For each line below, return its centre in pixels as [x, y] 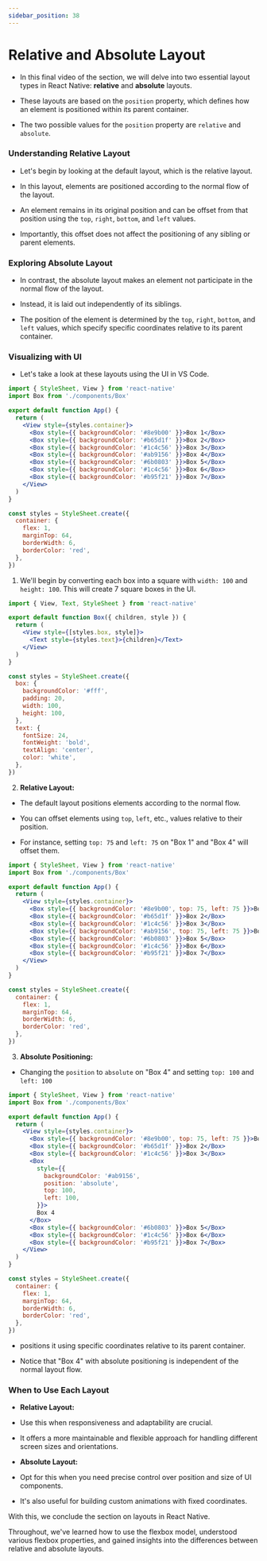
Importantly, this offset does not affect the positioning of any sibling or [135, 234]
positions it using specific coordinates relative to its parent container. [133, 1346]
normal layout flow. [51, 1370]
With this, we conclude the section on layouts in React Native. [109, 1517]
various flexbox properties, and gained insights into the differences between [133, 1540]
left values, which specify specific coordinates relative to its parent [131, 328]
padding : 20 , [44, 699]
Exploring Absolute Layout [60, 263]
